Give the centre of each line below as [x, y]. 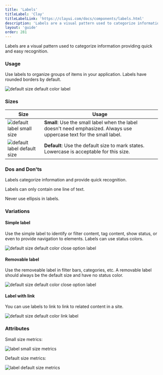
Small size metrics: [24, 339]
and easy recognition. [27, 51]
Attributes [17, 329]
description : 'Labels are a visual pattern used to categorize [70, 23]
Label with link [20, 296]
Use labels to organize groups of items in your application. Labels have [76, 74]
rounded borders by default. [33, 80]
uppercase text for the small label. [83, 134]
